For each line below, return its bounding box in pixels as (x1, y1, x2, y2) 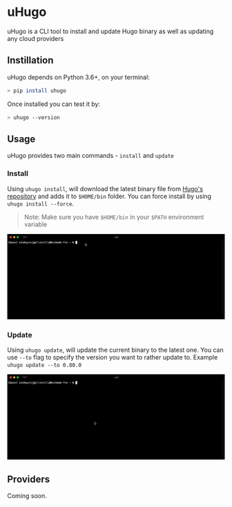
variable (23, 220, 48, 229)
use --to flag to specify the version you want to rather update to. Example (7, 353, 218, 362)
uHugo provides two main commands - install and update (7, 152, 174, 160)
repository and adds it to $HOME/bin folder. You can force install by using (7, 192, 212, 200)
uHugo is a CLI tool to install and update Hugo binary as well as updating (7, 27, 214, 35)
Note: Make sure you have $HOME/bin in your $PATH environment (23, 213, 204, 221)
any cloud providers (7, 34, 64, 42)
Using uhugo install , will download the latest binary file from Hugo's (7, 184, 204, 193)
